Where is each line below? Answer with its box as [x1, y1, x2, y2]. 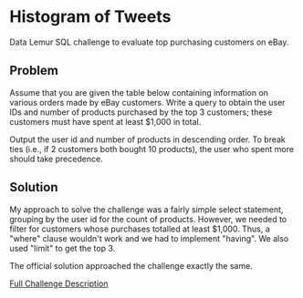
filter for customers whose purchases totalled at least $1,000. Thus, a [9, 223, 271, 234]
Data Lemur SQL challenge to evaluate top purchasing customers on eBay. [9, 36, 289, 47]
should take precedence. [9, 153, 103, 164]
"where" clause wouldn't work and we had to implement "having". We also [9, 232, 289, 243]
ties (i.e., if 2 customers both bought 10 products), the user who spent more [9, 143, 295, 154]
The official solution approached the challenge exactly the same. [9, 260, 253, 271]
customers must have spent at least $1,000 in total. [9, 116, 202, 127]
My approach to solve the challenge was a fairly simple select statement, [9, 203, 284, 215]
